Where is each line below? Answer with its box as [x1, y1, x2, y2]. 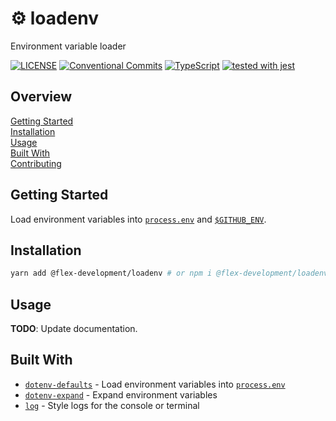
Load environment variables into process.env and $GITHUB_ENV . [10, 213, 267, 225]
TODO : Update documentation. [10, 323, 138, 335]
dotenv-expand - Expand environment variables [24, 388, 218, 401]
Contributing [10, 157, 62, 169]
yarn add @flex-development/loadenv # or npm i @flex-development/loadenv [10, 268, 329, 279]
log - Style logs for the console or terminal [24, 399, 200, 411]
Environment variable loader [10, 40, 127, 52]
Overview [10, 88, 73, 106]
